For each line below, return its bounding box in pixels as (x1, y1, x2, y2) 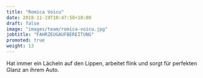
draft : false (6, 20, 40, 26)
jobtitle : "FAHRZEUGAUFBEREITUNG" (6, 32, 95, 38)
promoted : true (6, 37, 45, 43)
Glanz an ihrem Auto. (6, 66, 59, 73)
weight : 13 (6, 43, 34, 49)
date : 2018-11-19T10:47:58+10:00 (6, 15, 92, 21)
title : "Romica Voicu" (6, 9, 64, 15)
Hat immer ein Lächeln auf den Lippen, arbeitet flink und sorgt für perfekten (6, 59, 197, 67)
